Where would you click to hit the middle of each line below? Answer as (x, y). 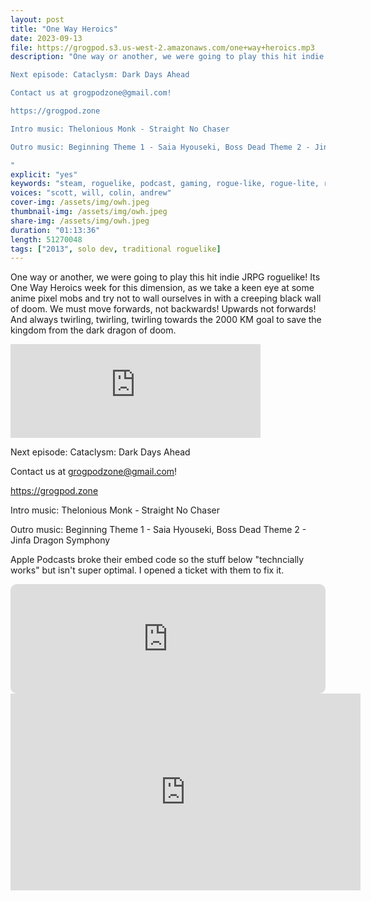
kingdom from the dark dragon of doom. (93, 330)
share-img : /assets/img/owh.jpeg (80, 221)
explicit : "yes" (44, 174)
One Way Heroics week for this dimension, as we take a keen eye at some (162, 288)
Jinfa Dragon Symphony (60, 540)
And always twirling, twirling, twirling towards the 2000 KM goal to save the (166, 320)
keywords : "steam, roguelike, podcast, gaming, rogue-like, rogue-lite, (165, 184)
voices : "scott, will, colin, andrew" (91, 193)
